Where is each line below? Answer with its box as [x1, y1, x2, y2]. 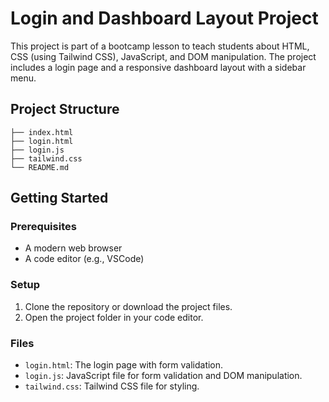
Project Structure [10, 101, 120, 118]
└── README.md [10, 162, 70, 172]
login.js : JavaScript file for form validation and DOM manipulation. [24, 370, 303, 382]
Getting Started [10, 190, 109, 207]
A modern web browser [24, 242, 123, 254]
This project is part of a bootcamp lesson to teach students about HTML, [10, 40, 310, 52]
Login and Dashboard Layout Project [10, 7, 319, 30]
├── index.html [10, 127, 74, 137]
